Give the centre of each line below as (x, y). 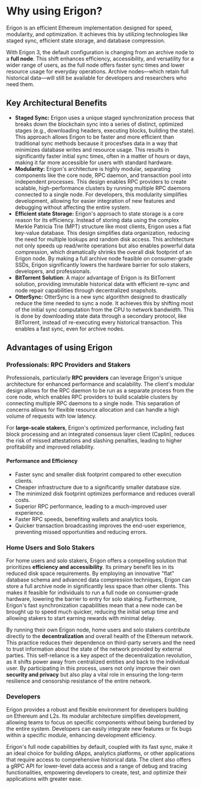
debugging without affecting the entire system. (73, 207)
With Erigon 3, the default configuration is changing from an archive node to (100, 52)
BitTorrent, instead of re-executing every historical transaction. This (98, 322)
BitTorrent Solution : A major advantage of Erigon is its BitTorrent (95, 278)
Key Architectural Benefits (57, 103)
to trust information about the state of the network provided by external (94, 649)
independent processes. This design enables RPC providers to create (101, 181)
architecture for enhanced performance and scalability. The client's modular (100, 384)
